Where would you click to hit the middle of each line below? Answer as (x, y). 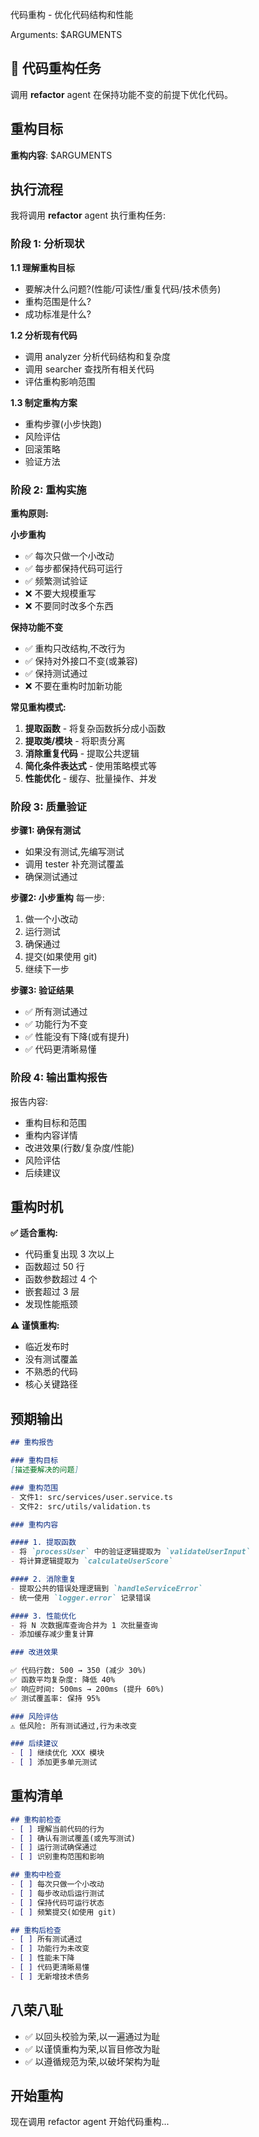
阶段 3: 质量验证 (48, 806)
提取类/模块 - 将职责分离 (75, 741)
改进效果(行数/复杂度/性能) (79, 1147)
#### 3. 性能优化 (43, 1616)
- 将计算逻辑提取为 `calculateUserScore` (91, 1561)
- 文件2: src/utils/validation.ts (81, 1506)
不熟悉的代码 (51, 1372)
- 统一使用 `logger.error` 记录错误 (81, 1598)
